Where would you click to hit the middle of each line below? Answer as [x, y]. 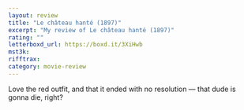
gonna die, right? [36, 97]
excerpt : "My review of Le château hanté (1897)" [92, 30]
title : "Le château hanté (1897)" [65, 23]
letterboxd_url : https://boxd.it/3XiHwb [76, 45]
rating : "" [26, 37]
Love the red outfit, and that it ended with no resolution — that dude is [122, 89]
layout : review [33, 15]
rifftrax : [24, 60]
